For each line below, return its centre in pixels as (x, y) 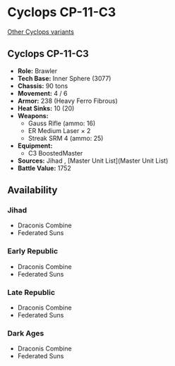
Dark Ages (26, 333)
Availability (32, 190)
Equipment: (35, 146)
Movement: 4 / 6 (42, 93)
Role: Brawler (37, 70)
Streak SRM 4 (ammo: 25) (66, 138)
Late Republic (31, 292)
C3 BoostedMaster (55, 153)
